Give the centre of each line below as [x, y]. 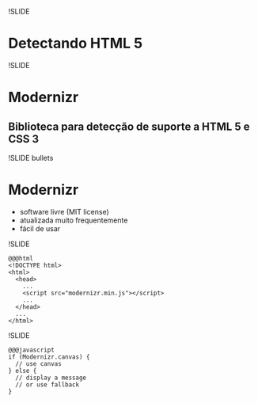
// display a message [51, 378]
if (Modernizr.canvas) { [49, 357]
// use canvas [38, 363]
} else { [23, 371]
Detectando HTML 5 [76, 44]
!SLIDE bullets [31, 158]
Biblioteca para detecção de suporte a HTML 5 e [129, 126]
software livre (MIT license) [64, 211]
